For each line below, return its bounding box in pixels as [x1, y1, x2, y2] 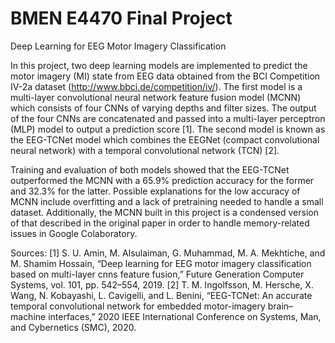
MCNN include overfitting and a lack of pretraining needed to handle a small [10, 195, 324, 207]
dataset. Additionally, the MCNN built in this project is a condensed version [10, 206, 320, 218]
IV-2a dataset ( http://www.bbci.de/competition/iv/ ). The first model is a [10, 80, 303, 92]
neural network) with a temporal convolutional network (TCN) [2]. [10, 144, 280, 156]
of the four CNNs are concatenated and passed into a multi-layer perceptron [10, 112, 326, 124]
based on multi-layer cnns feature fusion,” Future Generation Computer [10, 268, 305, 280]
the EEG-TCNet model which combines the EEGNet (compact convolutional [10, 133, 320, 146]
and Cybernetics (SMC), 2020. [10, 321, 137, 333]
